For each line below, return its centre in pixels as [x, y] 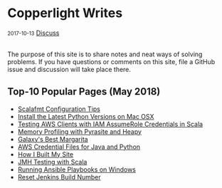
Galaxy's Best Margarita [53, 139]
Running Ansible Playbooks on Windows [77, 169]
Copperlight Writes [65, 13]
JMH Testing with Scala [52, 162]
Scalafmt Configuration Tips [59, 109]
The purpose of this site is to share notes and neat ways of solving [105, 54]
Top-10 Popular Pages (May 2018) [84, 92]
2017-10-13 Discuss [33, 33]
